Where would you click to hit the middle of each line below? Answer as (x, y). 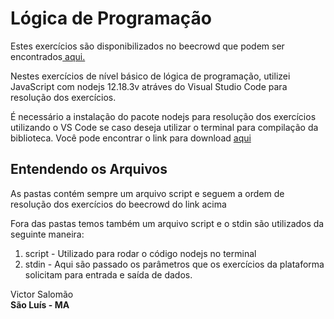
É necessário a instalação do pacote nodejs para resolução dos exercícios (163, 116)
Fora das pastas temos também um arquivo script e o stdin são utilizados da (167, 223)
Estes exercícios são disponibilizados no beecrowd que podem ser (147, 46)
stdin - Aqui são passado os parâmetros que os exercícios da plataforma (174, 264)
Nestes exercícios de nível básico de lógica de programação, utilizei (150, 76)
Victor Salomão (42, 294)
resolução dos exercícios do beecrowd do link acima (118, 204)
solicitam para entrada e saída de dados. (108, 274)
